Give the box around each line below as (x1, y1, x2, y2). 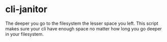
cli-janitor (5, 4, 48, 15)
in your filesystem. (5, 31, 44, 37)
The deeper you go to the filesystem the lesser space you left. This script (5, 20, 158, 26)
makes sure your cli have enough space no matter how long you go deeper (5, 25, 162, 31)
